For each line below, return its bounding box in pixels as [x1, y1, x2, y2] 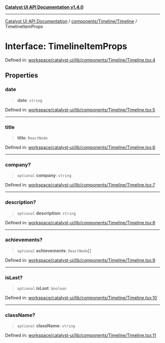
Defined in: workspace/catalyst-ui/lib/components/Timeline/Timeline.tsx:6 [5, 144, 156, 150]
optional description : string [17, 210, 76, 216]
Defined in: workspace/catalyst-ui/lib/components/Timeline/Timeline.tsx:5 [5, 107, 156, 113]
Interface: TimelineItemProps [5, 41, 128, 52]
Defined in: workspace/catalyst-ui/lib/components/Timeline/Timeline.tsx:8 [5, 219, 156, 225]
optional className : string [17, 323, 75, 329]
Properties [5, 71, 38, 80]
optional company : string [17, 172, 72, 179]
